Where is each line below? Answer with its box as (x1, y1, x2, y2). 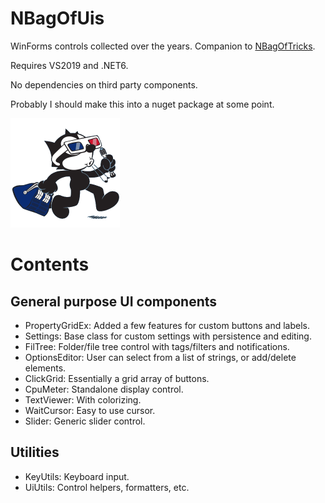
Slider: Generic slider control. (24, 415, 146, 427)
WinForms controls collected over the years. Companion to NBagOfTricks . (10, 40, 316, 52)
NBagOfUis (10, 7, 105, 30)
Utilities (10, 444, 60, 461)
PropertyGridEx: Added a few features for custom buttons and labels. (24, 319, 311, 331)
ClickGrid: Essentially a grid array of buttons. (24, 372, 210, 384)
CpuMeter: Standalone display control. (24, 383, 184, 395)
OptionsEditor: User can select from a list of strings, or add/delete (24, 351, 297, 363)
